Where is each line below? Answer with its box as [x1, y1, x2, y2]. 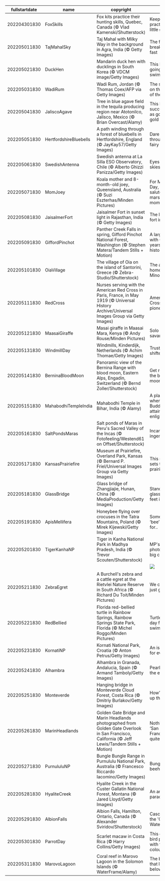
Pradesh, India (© [96, 546, 133, 552]
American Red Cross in [96, 287, 143, 293]
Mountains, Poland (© [96, 519, 141, 525]
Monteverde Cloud [96, 687, 134, 693]
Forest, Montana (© [96, 791, 137, 797]
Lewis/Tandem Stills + [96, 741, 141, 747]
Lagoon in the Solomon [96, 858, 143, 864]
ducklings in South [96, 64, 134, 70]
